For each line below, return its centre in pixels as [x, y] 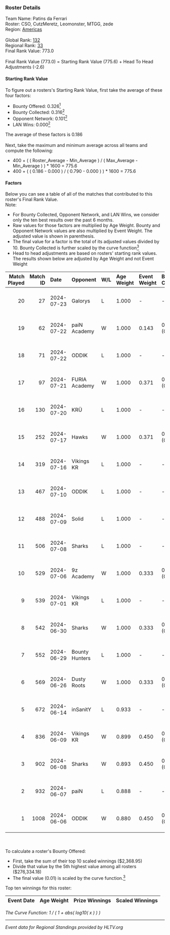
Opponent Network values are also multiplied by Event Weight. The [82, 231]
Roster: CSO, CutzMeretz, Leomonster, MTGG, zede [59, 24]
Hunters [81, 658]
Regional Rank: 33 [24, 46]
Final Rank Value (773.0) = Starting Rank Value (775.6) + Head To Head [79, 62]
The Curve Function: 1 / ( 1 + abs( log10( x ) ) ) [53, 912]
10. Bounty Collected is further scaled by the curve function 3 [76, 247]
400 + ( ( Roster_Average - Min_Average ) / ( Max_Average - [75, 161]
